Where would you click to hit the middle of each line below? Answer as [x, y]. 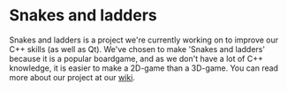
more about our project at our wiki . [72, 77]
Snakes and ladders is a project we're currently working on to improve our [144, 40]
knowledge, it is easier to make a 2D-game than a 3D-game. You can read [144, 68]
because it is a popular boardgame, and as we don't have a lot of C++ [136, 58]
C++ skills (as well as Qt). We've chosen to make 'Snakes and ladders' [137, 49]
